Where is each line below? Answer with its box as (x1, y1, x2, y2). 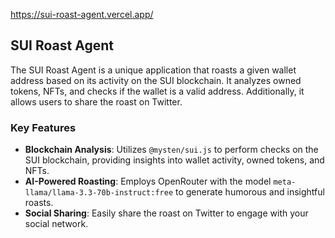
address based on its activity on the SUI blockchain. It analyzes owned (10, 74, 302, 86)
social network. (24, 218, 89, 230)
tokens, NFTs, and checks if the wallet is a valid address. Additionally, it (10, 85, 305, 97)
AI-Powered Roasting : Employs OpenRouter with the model (24, 175, 272, 188)
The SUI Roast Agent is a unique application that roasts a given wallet (10, 64, 297, 76)
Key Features (10, 120, 77, 134)
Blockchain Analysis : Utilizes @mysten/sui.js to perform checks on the (24, 144, 319, 156)
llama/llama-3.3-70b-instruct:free (24, 188, 174, 198)
